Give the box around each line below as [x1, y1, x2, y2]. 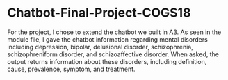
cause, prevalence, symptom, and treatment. [7, 65, 136, 73]
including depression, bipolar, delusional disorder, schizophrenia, [7, 42, 193, 51]
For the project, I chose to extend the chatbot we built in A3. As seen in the [7, 28, 222, 36]
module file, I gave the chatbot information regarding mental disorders [7, 35, 209, 43]
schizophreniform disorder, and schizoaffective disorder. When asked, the [7, 50, 219, 58]
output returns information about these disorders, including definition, [7, 57, 207, 65]
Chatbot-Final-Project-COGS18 [7, 5, 191, 21]
